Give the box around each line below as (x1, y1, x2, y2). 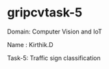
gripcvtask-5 (7, 5, 83, 20)
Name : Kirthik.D (7, 40, 53, 49)
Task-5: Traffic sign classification (7, 53, 101, 62)
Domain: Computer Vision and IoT (7, 27, 102, 36)
